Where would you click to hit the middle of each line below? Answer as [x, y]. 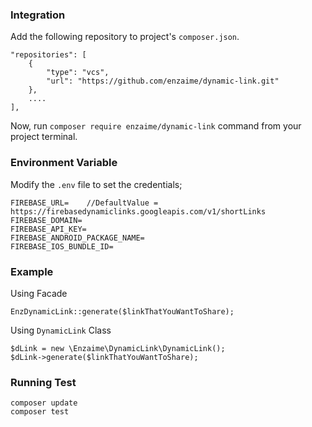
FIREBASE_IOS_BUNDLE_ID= [62, 246]
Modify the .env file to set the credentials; [96, 184]
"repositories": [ [48, 55]
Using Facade [39, 293]
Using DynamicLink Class [61, 330]
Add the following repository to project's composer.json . [125, 37]
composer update [44, 403]
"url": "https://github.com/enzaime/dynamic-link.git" [163, 81]
